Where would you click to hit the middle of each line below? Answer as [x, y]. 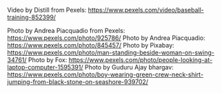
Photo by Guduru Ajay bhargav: [129, 67]
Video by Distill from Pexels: [47, 10]
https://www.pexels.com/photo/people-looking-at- [140, 60]
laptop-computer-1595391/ [45, 67]
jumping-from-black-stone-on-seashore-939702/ [78, 82]
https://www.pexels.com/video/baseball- [146, 10]
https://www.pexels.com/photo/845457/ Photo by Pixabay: [91, 45]
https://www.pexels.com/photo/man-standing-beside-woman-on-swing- [111, 52]
